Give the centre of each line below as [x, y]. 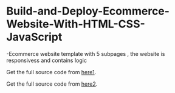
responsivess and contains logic [46, 60]
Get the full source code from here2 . [52, 84]
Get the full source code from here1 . [51, 72]
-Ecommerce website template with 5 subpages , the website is [86, 53]
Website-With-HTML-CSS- [76, 24]
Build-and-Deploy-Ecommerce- [88, 11]
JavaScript [34, 37]
